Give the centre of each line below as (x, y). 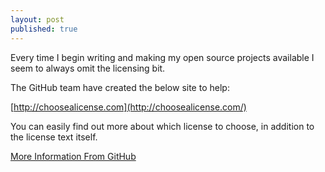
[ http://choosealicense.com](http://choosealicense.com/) (128, 107)
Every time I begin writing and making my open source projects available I (162, 57)
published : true (44, 29)
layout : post (37, 19)
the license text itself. (54, 137)
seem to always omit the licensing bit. (88, 68)
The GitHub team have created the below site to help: (120, 87)
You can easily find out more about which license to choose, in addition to (162, 126)
